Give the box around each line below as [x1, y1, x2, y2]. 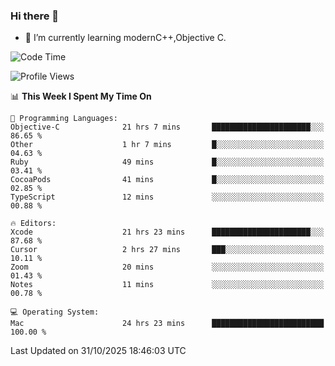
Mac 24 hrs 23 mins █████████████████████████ [10, 319, 325, 329]
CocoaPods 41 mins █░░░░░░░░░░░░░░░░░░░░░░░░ [10, 175, 325, 185]
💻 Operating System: [10, 307, 100, 318]
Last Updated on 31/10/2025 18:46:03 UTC [10, 345, 187, 357]
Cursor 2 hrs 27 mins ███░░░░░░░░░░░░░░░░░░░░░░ [10, 245, 325, 255]
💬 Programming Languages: [10, 114, 118, 124]
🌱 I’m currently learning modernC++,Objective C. [24, 32, 227, 44]
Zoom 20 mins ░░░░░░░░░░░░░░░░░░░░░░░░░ [10, 262, 325, 273]
